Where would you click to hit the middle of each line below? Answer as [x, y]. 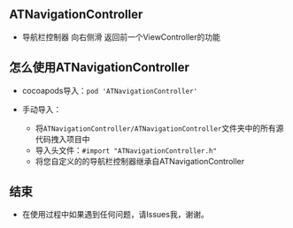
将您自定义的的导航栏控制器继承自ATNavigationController [140, 161]
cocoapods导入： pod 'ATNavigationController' [109, 90]
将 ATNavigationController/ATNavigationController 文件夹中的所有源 [159, 128]
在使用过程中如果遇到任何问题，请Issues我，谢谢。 [116, 215]
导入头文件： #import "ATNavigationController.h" [126, 150]
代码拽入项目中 [62, 139]
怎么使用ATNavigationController [100, 68]
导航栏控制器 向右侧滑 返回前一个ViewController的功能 [121, 37]
